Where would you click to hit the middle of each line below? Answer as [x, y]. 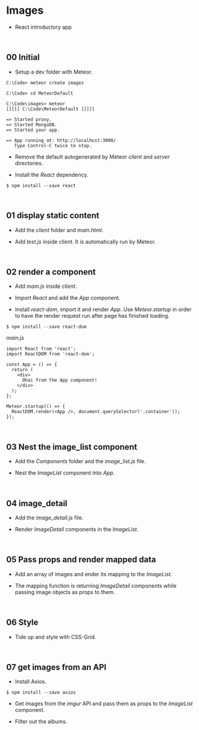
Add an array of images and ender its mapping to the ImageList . [93, 574]
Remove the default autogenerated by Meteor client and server [92, 157]
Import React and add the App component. [68, 298]
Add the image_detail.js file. [49, 518]
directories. [29, 163]
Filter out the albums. [41, 722]
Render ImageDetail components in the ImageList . [76, 529]
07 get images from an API [56, 667]
